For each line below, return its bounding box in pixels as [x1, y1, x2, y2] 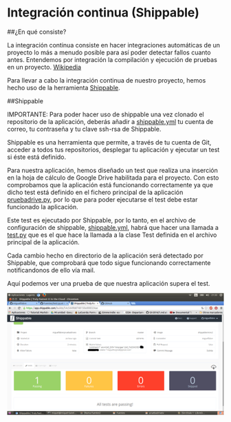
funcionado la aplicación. [7, 202, 79, 211]
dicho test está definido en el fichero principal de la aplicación [7, 188, 184, 196]
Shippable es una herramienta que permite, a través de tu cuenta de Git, [7, 138, 212, 146]
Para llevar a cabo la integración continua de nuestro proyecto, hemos [7, 76, 206, 84]
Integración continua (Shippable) [7, 5, 199, 21]
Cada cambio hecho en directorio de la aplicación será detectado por [7, 251, 204, 260]
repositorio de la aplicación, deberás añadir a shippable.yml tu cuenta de [7, 117, 214, 125]
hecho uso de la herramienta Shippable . [7, 83, 120, 92]
